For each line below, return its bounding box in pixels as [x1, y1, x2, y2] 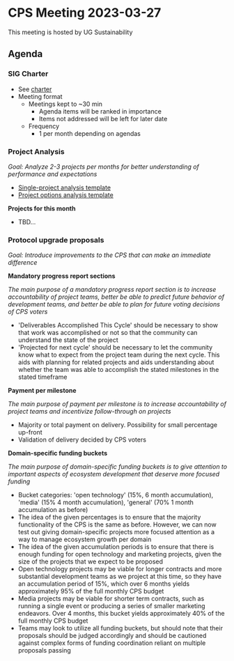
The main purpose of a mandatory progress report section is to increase [8, 286, 217, 294]
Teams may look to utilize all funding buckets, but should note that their [17, 624, 224, 632]
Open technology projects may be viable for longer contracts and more [17, 565, 222, 573]
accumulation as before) [17, 506, 88, 514]
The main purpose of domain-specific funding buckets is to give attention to [8, 462, 228, 471]
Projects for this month [8, 204, 76, 212]
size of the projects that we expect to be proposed [17, 557, 163, 566]
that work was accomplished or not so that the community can [17, 329, 198, 337]
